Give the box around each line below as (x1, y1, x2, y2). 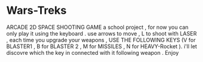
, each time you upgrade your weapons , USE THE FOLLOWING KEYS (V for (6, 36, 196, 43)
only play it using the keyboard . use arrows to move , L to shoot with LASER (6, 29, 197, 37)
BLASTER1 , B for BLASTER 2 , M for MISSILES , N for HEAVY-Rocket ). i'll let (6, 43, 198, 50)
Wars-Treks (6, 4, 67, 17)
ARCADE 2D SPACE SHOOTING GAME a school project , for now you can (6, 23, 189, 31)
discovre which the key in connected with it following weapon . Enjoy (6, 49, 179, 56)
